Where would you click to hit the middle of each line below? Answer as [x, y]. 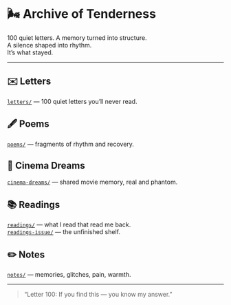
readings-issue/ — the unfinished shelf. [64, 232]
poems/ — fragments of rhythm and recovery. [70, 144]
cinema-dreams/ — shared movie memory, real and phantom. [92, 182]
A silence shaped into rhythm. [49, 45]
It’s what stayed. [30, 52]
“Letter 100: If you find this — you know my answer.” [98, 294]
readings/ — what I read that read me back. [69, 224]
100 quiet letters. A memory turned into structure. [77, 38]
